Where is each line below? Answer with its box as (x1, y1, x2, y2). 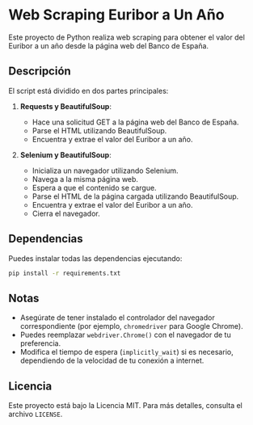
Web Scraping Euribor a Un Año (8, 6, 225, 24)
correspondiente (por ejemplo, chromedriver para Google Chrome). (19, 322, 244, 331)
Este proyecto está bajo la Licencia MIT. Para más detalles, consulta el (8, 401, 242, 410)
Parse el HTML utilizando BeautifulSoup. (32, 125, 167, 135)
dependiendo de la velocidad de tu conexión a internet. (19, 356, 205, 365)
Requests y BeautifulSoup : (19, 101, 112, 111)
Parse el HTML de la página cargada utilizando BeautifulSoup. (32, 191, 239, 201)
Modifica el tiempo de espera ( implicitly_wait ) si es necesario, (19, 347, 234, 357)
